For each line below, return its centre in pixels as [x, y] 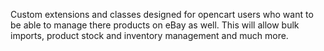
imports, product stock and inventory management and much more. [149, 35]
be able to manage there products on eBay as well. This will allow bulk [155, 25]
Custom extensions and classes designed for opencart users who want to [162, 14]
